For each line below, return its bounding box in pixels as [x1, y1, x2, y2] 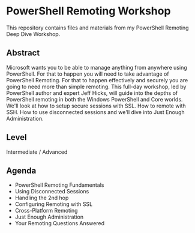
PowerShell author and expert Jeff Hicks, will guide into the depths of [6, 89, 178, 97]
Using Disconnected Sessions [14, 188, 89, 195]
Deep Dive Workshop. [6, 30, 61, 37]
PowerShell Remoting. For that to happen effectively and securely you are [6, 76, 188, 83]
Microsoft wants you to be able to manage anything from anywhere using [6, 64, 187, 71]
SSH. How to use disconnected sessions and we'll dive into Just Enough [6, 108, 185, 115]
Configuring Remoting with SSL [14, 201, 93, 208]
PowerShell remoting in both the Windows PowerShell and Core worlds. [6, 95, 183, 103]
